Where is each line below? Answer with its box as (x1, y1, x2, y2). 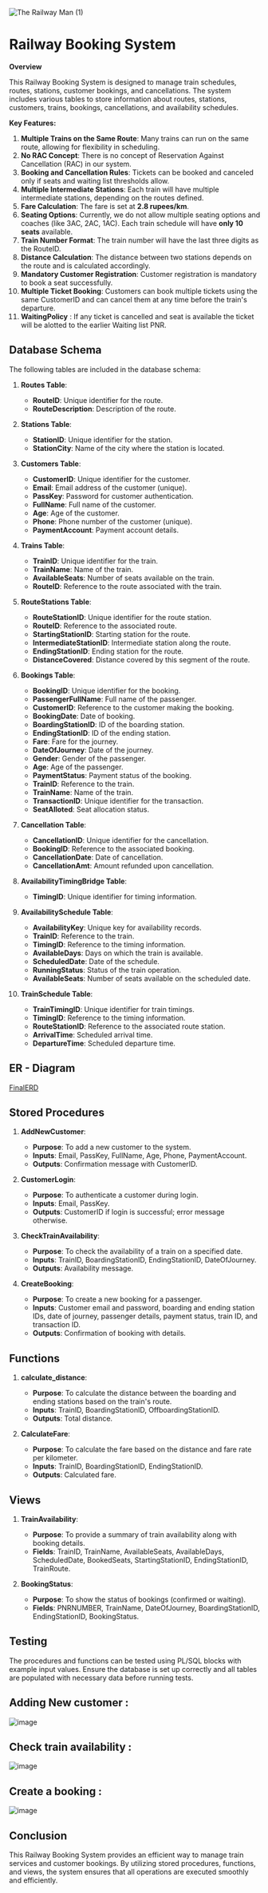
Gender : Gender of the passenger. (32, 753, 147, 763)
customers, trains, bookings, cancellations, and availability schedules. (9, 102, 238, 112)
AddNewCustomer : (20, 1127, 86, 1136)
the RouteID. (20, 243, 62, 253)
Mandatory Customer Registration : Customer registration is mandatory (20, 269, 258, 279)
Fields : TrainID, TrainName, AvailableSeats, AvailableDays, (32, 1547, 224, 1556)
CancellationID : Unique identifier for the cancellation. (32, 835, 209, 845)
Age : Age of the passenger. (32, 762, 124, 772)
